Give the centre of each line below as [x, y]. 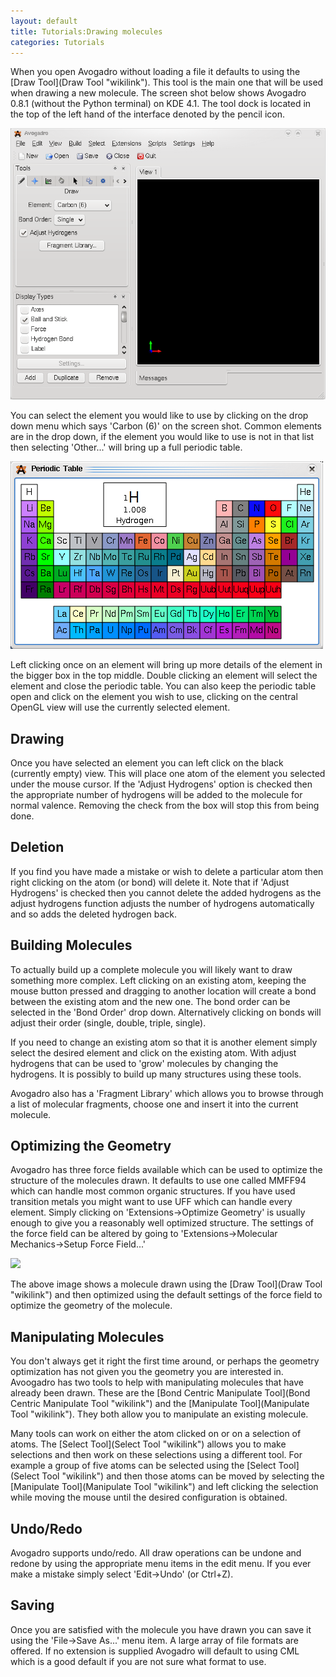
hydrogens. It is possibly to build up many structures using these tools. [156, 1074]
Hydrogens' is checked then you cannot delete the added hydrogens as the [166, 892]
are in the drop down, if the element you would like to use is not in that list [162, 437]
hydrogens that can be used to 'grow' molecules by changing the [144, 1063]
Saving [32, 1605]
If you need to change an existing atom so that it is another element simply [164, 1042]
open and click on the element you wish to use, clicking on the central [154, 697]
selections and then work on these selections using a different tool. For [156, 1455]
